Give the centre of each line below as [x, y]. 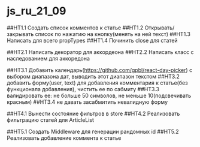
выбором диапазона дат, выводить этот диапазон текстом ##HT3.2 [93, 76]
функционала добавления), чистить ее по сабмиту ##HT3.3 [83, 89]
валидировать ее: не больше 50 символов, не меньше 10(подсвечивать [99, 95]
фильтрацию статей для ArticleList [51, 120]
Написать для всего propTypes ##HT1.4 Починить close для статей [93, 40]
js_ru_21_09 [37, 11]
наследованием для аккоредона [49, 58]
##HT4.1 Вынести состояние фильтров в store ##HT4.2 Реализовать [93, 113]
